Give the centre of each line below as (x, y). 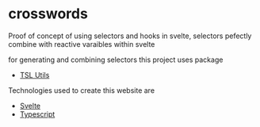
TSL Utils (34, 75)
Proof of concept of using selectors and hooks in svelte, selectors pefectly (130, 36)
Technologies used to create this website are (82, 90)
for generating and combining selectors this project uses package (116, 60)
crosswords (48, 14)
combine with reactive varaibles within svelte (82, 44)
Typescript (37, 114)
